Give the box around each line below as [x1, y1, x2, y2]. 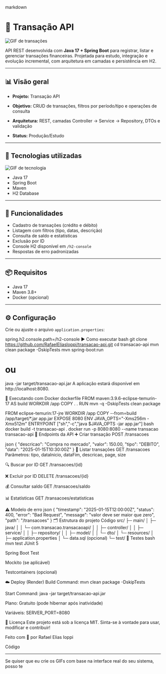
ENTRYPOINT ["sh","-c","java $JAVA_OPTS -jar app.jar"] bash [28, 421, 154, 427]
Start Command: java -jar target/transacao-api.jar [5, 590, 106, 596]
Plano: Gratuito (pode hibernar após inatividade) [5, 600, 103, 606]
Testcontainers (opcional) [5, 569, 57, 575]
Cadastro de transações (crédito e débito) [12, 223, 98, 228]
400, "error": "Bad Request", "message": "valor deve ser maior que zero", [5, 511, 155, 517]
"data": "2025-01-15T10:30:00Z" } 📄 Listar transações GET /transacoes [5, 446, 150, 452]
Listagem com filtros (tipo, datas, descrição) [12, 227, 103, 233]
